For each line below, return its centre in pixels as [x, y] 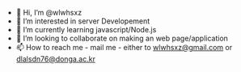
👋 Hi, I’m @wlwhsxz [49, 13]
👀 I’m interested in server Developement [83, 21]
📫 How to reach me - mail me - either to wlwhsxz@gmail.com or [124, 47]
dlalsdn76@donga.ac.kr [55, 59]
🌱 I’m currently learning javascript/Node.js [86, 30]
